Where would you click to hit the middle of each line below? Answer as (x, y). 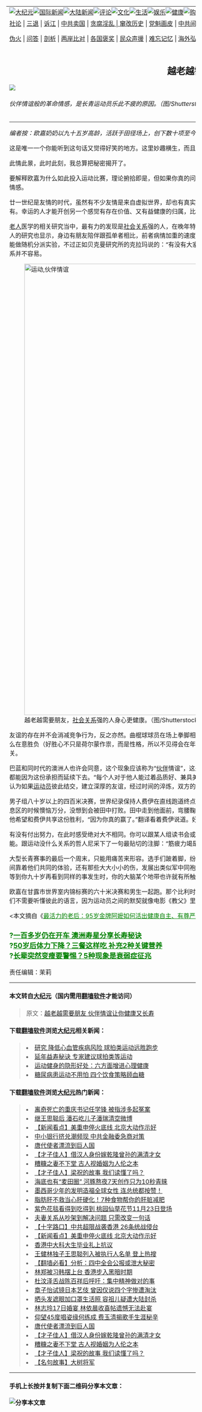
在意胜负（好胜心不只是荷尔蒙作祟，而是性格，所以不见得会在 (103, 745)
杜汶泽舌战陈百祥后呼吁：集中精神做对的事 (95, 1281)
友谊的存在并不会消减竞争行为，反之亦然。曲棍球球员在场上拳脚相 (103, 736)
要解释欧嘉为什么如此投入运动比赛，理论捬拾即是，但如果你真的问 (103, 178)
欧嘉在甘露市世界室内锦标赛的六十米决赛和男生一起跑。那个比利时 (103, 892)
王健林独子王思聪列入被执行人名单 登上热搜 (96, 1254)
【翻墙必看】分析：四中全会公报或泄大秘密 (95, 1263)
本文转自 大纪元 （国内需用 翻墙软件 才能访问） (73, 996)
